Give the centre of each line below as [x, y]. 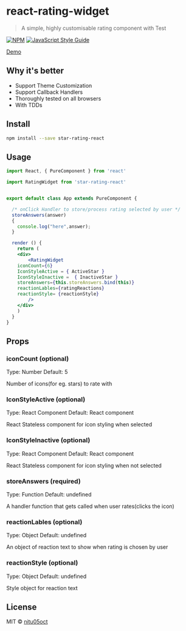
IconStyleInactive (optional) [48, 440]
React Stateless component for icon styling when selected [79, 425]
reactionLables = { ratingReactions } [61, 288]
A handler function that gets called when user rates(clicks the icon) [90, 506]
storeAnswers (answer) [39, 215]
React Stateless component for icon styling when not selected [84, 465]
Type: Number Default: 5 [37, 372]
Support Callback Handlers [49, 92]
